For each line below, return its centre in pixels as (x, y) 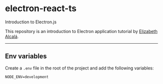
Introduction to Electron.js (31, 22)
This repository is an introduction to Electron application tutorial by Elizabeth (81, 31)
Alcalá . (12, 36)
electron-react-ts (41, 8)
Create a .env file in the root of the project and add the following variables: (80, 68)
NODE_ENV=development (27, 77)
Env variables (26, 56)
